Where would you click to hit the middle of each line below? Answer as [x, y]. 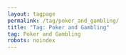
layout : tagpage [31, 14]
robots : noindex [31, 41]
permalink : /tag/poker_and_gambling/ [63, 21]
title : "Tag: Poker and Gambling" [59, 27]
